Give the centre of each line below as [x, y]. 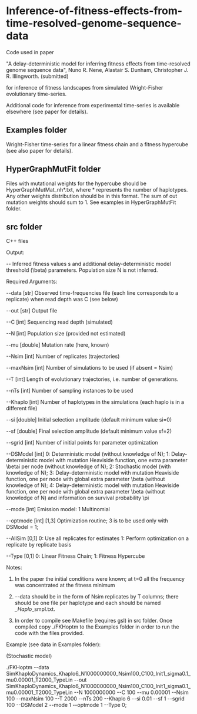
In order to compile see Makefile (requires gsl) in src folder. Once [94, 621]
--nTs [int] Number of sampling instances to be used [70, 391]
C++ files [17, 241]
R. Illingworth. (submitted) [37, 76]
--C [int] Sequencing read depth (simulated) [59, 322]
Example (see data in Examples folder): [54, 644]
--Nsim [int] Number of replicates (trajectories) [63, 356]
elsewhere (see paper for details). [47, 111]
